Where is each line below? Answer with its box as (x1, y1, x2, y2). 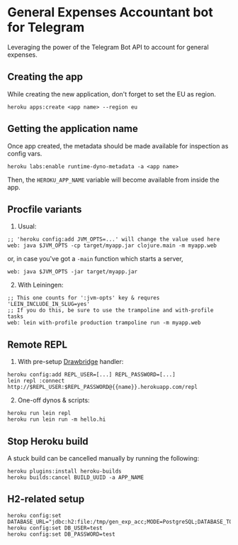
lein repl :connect (7, 378, 65, 385)
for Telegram (7, 19, 85, 35)
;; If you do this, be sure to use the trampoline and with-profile (7, 307, 214, 314)
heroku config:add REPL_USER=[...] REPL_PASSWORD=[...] (7, 371, 176, 378)
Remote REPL (7, 338, 68, 351)
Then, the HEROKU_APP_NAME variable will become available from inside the (7, 175, 220, 184)
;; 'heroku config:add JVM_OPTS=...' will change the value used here (7, 236, 220, 243)
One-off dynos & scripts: (17, 396, 90, 404)
